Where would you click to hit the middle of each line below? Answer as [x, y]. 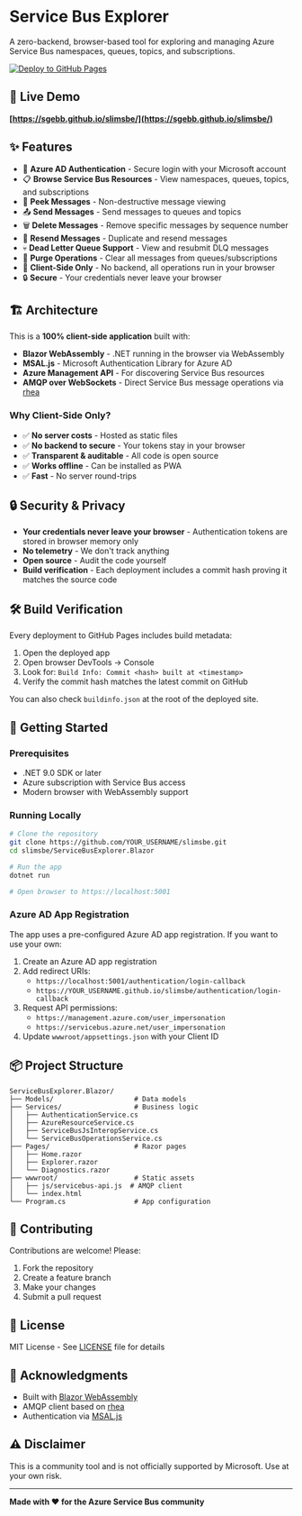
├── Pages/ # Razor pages [98, 1146]
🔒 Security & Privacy [67, 506]
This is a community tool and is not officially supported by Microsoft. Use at [149, 1466]
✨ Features [41, 147]
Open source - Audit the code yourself [94, 561]
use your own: [36, 944]
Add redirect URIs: [57, 971]
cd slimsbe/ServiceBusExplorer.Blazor [82, 851]
